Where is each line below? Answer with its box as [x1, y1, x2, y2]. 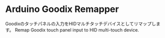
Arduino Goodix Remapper [5, 3, 119, 15]
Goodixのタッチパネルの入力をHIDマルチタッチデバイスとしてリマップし [5, 20, 156, 26]
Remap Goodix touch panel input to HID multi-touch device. [15, 26, 139, 33]
